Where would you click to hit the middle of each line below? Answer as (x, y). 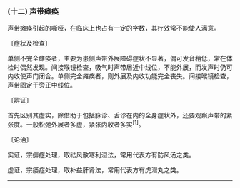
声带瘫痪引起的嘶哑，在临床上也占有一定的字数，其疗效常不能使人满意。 (114, 28)
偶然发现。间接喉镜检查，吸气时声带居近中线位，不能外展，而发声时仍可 (126, 67)
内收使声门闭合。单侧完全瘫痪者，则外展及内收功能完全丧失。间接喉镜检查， (120, 76)
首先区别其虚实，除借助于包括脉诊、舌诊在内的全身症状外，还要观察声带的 (117, 115)
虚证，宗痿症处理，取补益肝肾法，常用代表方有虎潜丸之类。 (95, 169)
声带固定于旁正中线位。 (42, 85)
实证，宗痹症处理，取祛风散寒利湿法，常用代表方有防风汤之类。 (101, 155)
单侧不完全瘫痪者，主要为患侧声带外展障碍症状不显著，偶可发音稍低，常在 (117, 58)
